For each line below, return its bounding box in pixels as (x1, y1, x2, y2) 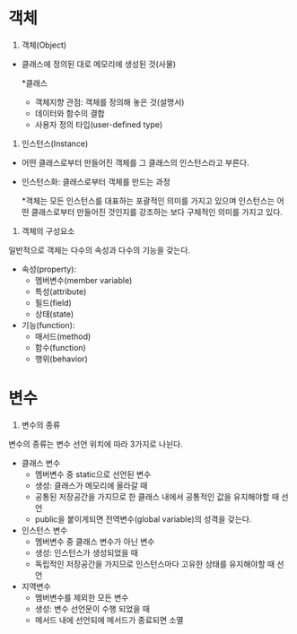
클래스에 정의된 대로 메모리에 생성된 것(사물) (21, 58, 177, 69)
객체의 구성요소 (21, 225, 75, 236)
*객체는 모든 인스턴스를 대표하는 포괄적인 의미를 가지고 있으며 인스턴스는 (21, 195, 275, 206)
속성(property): (21, 264, 77, 274)
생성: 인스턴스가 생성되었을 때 (34, 547, 138, 558)
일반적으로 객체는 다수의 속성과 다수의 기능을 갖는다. (8, 244, 190, 256)
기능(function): (21, 319, 75, 330)
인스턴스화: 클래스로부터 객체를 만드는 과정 (21, 176, 171, 187)
